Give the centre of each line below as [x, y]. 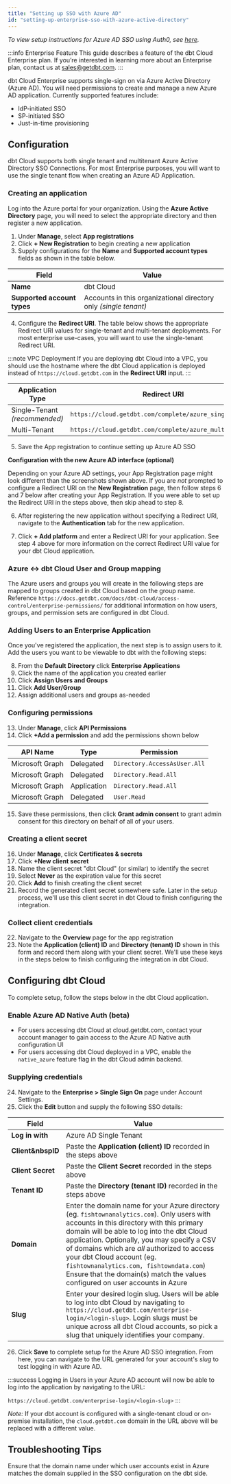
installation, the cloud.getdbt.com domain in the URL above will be [125, 1421]
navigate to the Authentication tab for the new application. [101, 523]
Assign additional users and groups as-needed [84, 695]
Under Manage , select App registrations [76, 236]
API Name [37, 752]
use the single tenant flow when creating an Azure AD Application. [101, 176]
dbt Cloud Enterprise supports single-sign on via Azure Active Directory [109, 80]
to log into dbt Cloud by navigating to [125, 1302]
